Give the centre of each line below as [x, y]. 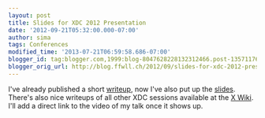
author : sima [30, 37]
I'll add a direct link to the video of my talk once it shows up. [106, 105]
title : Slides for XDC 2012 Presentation [77, 23]
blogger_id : [28, 60]
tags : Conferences [38, 45]
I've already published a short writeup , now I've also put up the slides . [122, 89]
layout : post [30, 15]
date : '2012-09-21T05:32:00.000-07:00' [74, 30]
